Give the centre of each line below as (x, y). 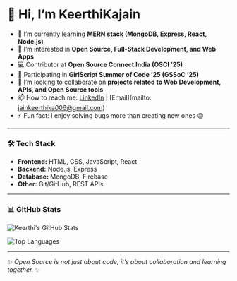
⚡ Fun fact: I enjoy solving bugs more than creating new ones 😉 (111, 115)
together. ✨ (24, 269)
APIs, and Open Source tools (60, 89)
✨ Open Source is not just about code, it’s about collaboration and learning (117, 261)
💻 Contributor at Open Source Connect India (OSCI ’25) (100, 64)
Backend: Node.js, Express (57, 169)
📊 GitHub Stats (34, 210)
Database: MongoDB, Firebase (62, 177)
